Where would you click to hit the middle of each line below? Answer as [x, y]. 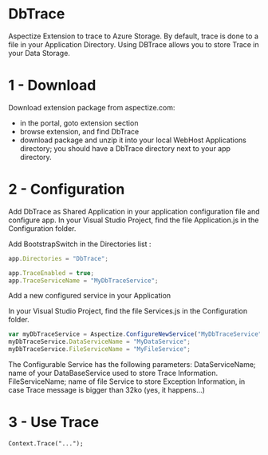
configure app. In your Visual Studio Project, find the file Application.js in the [134, 220]
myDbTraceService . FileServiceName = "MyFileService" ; [100, 349]
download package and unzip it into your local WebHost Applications [133, 140]
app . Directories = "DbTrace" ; [59, 258]
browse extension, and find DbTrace [79, 131]
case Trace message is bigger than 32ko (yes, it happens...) [107, 390]
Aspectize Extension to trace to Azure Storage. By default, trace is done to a [134, 36]
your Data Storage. [39, 53]
